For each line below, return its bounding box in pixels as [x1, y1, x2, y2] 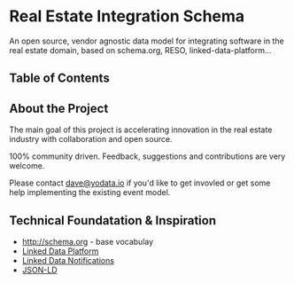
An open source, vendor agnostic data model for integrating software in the [9, 35, 285, 46]
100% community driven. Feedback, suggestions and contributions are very [9, 151, 286, 161]
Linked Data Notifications [21, 255, 115, 265]
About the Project [9, 100, 109, 116]
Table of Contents [9, 71, 111, 86]
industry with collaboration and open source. [9, 134, 173, 145]
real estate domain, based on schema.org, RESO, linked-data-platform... [9, 44, 272, 55]
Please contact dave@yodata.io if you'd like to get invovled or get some [9, 177, 271, 188]
